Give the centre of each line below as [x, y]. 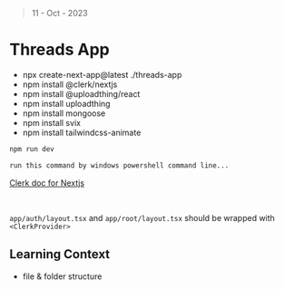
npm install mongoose [64, 113]
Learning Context [60, 254]
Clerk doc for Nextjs [47, 183]
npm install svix [52, 122]
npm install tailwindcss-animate [82, 132]
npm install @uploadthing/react [81, 93]
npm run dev [32, 149]
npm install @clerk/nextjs [70, 84]
